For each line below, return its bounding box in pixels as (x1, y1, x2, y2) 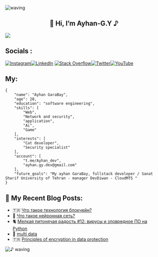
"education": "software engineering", (14, 101, 95, 106)
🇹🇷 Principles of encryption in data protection (12, 236, 108, 242)
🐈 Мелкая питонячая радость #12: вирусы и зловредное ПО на (12, 218, 147, 224)
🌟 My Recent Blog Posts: (5, 194, 83, 202)
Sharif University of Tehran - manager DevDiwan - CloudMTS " (5, 176, 137, 181)
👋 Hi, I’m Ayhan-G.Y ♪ (49, 19, 119, 28)
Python (12, 226, 27, 232)
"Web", (23, 110, 37, 115)
